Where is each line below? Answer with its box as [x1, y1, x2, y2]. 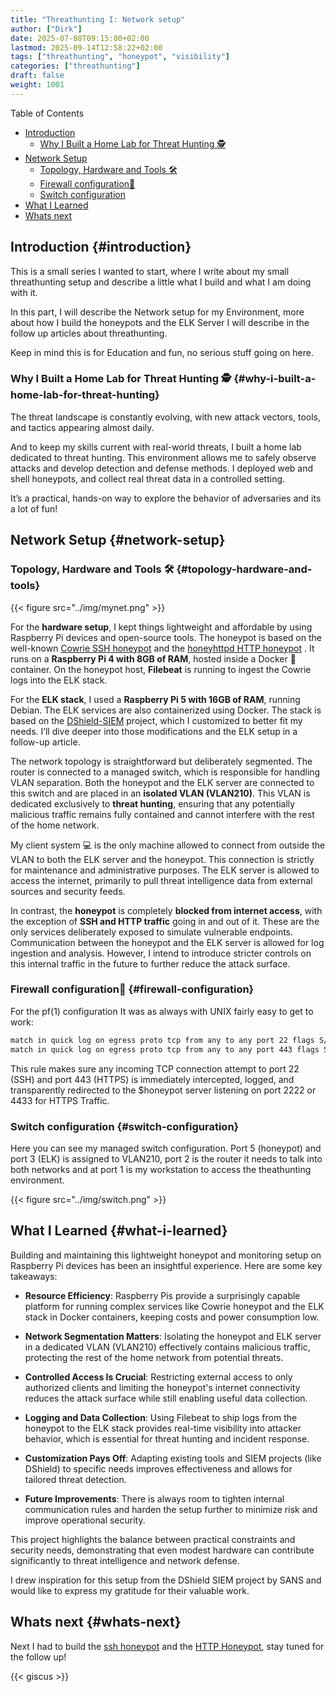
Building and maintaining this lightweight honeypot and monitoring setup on [10, 1249, 322, 1261]
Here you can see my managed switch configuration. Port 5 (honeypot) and [10, 1142, 322, 1154]
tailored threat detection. [24, 1473, 127, 1485]
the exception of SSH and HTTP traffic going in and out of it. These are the [10, 915, 320, 927]
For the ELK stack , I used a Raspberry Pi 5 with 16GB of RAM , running [10, 693, 301, 705]
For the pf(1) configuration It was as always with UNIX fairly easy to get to [10, 1005, 314, 1017]
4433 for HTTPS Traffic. [10, 1094, 110, 1106]
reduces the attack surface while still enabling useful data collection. [24, 1392, 308, 1404]
